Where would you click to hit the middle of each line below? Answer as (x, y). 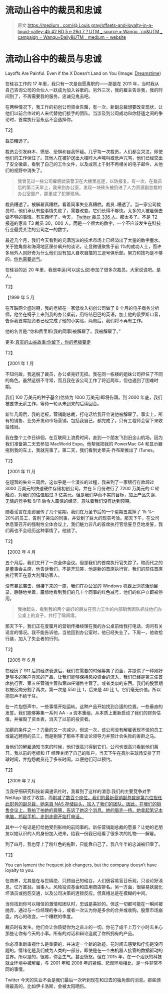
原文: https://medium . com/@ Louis (53, 25)
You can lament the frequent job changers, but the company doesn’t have (81, 865)
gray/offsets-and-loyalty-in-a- (122, 25)
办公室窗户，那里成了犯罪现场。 (50, 194)
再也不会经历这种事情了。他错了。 (44, 530)
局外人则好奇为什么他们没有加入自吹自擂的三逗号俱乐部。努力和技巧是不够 (86, 252)
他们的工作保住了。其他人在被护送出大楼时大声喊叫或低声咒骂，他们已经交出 (84, 158)
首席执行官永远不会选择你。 (47, 119)
